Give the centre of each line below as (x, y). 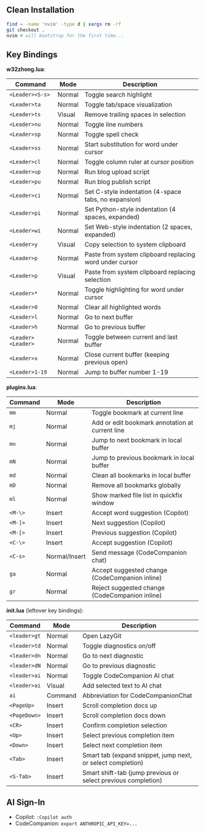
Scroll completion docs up (120, 706)
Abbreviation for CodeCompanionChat (137, 695)
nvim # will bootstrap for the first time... (65, 35)
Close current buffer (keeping (127, 355)
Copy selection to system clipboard (135, 245)
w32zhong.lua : (26, 69)
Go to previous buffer (115, 327)
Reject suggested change (128, 588)
